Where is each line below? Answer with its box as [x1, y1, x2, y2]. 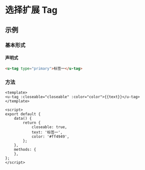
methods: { [14, 147, 36, 152]
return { [23, 120, 41, 125]
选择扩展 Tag [5, 4, 58, 16]
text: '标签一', [31, 130, 63, 135]
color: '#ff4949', [31, 134, 70, 139]
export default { [5, 111, 41, 116]
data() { [14, 116, 32, 121]
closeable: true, [31, 124, 68, 130]
